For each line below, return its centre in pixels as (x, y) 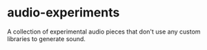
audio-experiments (63, 13)
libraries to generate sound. (47, 38)
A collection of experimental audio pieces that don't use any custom (104, 32)
